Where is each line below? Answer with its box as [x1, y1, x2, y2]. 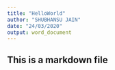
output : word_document [7, 29, 72, 36]
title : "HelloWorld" [7, 10, 66, 17]
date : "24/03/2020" [7, 22, 63, 29]
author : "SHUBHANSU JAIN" [7, 16, 81, 23]
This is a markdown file [7, 54, 108, 65]
